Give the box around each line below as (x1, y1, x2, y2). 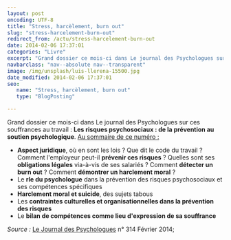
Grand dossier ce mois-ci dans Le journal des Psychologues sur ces (7, 118, 201, 126)
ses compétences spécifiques (16, 183, 102, 190)
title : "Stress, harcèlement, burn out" (7, 23, 125, 30)
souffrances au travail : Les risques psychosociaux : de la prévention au (7, 125, 214, 133)
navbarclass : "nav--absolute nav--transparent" (7, 61, 146, 68)
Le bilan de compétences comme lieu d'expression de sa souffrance (16, 212, 217, 220)
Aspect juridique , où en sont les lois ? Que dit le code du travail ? (16, 146, 203, 154)
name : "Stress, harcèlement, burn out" (16, 87, 131, 94)
